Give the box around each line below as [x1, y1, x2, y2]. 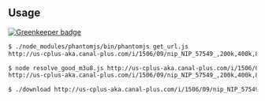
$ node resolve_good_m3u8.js [8, 64, 104, 72]
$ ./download [8, 86, 51, 94]
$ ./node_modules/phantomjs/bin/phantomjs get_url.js [8, 43, 189, 50]
